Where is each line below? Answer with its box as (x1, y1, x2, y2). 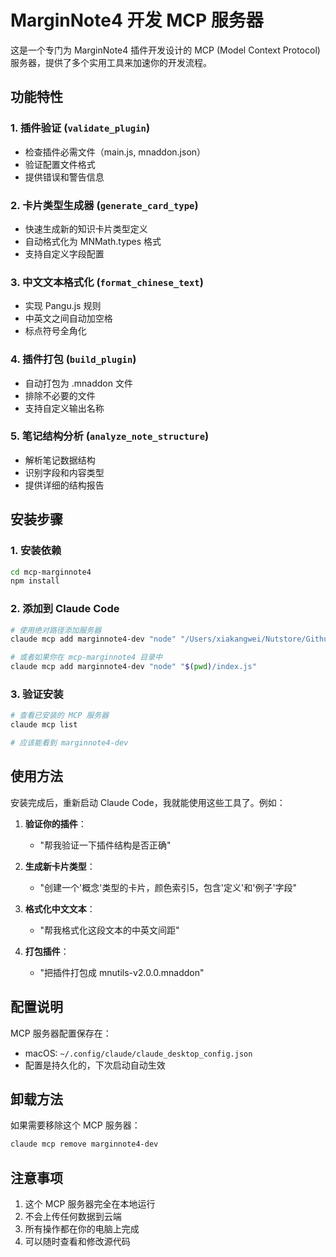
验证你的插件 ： (24, 817, 87, 830)
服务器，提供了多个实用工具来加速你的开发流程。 (10, 56, 212, 68)
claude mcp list (10, 720, 78, 730)
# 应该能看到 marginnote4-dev (10, 738, 129, 748)
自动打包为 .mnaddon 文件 (24, 377, 133, 389)
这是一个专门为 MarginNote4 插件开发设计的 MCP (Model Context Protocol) (10, 44, 321, 56)
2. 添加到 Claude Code (10, 602, 120, 616)
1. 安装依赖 (10, 544, 62, 558)
